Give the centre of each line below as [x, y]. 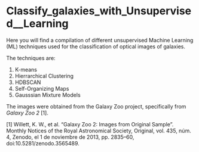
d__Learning [37, 24]
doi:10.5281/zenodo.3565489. [43, 143]
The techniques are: [31, 58]
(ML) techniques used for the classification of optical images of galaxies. [96, 46]
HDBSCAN [28, 82]
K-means [26, 69]
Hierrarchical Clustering [44, 76]
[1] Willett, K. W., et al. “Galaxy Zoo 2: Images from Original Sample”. [90, 124]
